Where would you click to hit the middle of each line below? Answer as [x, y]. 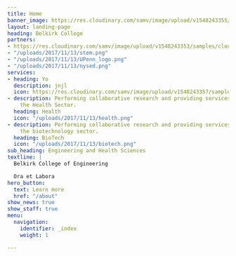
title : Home [25, 14]
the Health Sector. [48, 105]
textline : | [25, 157]
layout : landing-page [39, 27]
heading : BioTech [39, 137]
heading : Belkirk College [45, 33]
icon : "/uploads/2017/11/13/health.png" [73, 118]
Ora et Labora [34, 176]
